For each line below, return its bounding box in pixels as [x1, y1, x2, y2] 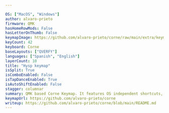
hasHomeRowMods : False [5, 26, 53, 31]
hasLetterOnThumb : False [5, 31, 57, 36]
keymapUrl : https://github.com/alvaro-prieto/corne [5, 96, 116, 101]
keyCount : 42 [5, 40, 33, 45]
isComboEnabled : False [5, 72, 53, 78]
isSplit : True [5, 68, 35, 73]
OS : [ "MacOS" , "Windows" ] [5, 12, 59, 17]
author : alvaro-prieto [5, 16, 53, 22]
